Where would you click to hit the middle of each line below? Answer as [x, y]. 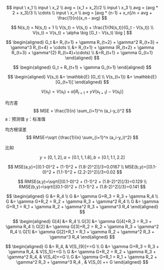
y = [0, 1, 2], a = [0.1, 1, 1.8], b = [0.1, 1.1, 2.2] [82, 157]
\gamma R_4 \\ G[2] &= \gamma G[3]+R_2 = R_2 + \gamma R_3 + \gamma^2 [82, 226]
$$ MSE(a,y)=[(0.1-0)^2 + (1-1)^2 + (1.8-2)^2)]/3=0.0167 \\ [66, 167]
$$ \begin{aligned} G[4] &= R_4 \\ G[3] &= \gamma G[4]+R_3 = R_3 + [82, 221]
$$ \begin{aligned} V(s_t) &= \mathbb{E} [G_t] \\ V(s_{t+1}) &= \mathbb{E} [82, 77]
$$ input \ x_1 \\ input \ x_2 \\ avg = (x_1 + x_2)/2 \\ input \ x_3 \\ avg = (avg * [82, 8]
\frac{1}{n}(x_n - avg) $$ [82, 18]
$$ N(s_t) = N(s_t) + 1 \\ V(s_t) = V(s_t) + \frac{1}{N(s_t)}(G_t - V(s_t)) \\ [82, 27]
